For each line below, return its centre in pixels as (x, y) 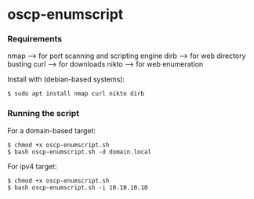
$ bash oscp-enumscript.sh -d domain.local (80, 152)
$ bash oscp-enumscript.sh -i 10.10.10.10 (78, 187)
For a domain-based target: (51, 130)
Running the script (44, 114)
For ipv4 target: (32, 166)
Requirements (35, 39)
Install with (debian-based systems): (66, 79)
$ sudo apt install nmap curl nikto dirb (76, 94)
